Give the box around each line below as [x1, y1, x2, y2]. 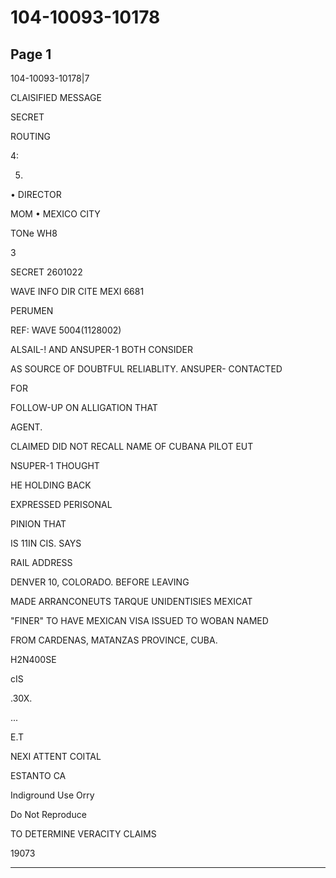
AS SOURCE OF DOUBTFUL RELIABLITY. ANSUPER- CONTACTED [10, 363, 283, 375]
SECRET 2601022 [10, 266, 83, 278]
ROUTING [10, 131, 51, 142]
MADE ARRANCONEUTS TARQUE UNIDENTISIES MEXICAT [10, 596, 253, 607]
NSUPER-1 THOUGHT [10, 460, 100, 471]
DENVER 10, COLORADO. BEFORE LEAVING [10, 576, 190, 588]
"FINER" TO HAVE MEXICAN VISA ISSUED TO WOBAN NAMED [10, 615, 269, 626]
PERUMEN [10, 305, 54, 316]
